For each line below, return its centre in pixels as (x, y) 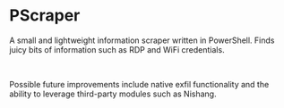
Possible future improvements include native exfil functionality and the (139, 84)
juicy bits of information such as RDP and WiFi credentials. (117, 49)
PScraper (45, 16)
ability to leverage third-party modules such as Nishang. (113, 94)
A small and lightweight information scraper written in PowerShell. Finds (142, 40)
